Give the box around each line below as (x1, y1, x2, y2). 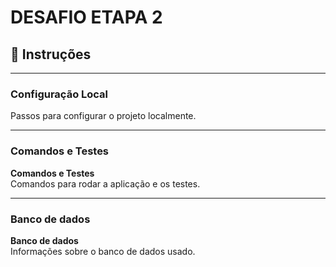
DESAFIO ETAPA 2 (10, 6, 163, 29)
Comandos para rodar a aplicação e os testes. (10, 177, 201, 190)
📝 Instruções (10, 46, 92, 63)
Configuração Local (10, 87, 109, 101)
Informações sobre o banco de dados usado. (10, 245, 196, 257)
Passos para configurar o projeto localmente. (10, 110, 197, 122)
